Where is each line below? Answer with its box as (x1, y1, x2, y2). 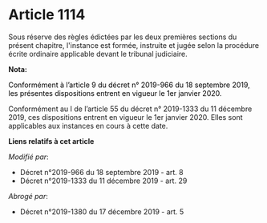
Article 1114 (8, 6, 86, 24)
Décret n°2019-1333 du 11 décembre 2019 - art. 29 (19, 176, 188, 185)
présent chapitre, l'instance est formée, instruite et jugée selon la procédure (8, 40, 260, 50)
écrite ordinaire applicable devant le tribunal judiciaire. (8, 49, 188, 58)
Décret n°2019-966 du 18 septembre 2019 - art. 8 (19, 167, 184, 177)
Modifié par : (8, 152, 50, 161)
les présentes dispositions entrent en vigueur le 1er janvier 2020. (8, 88, 222, 98)
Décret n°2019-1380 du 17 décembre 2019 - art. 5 (19, 206, 184, 217)
